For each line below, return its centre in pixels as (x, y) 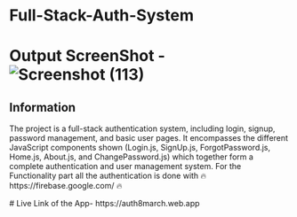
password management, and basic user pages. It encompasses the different (149, 138)
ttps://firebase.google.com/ (62, 186)
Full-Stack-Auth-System (101, 15)
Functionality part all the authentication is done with (104, 176)
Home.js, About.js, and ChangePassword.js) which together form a (131, 157)
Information (43, 107)
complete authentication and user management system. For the (125, 167)
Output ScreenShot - (88, 56)
